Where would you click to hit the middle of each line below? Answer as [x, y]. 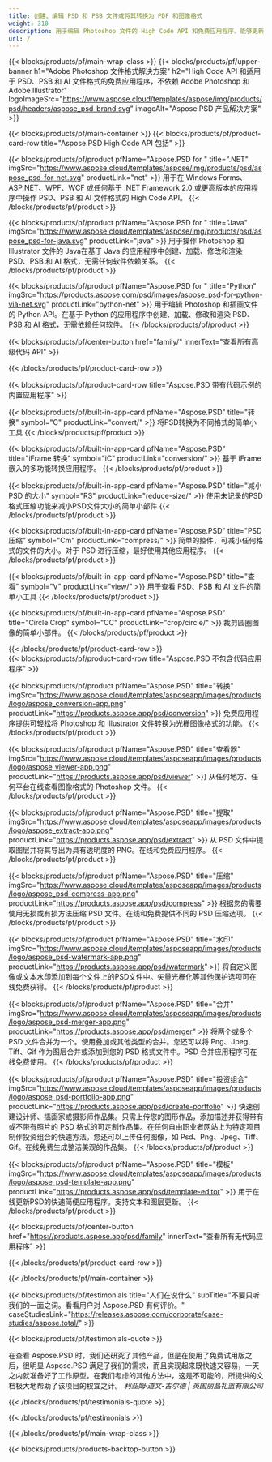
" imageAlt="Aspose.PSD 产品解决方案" [195, 109]
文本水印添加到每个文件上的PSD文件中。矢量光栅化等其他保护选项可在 [140, 977]
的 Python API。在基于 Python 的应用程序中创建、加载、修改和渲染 [120, 315]
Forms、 [232, 178]
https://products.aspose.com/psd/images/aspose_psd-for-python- [151, 295]
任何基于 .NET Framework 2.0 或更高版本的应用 [172, 188]
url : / [19, 39]
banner [20, 71]
